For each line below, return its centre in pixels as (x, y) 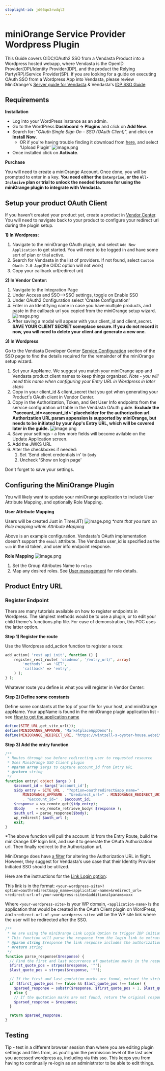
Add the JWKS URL (32, 444)
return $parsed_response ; (36, 1016)
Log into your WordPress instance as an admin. (60, 121)
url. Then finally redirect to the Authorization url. (54, 847)
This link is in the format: (30, 886)
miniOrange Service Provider (66, 34)
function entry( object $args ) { (41, 781)
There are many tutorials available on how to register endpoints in (71, 611)
